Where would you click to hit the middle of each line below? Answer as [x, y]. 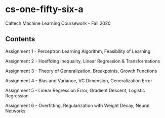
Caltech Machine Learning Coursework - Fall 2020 [58, 23]
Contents [20, 39]
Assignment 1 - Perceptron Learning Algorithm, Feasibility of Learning [78, 51]
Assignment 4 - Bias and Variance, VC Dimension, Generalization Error [79, 80]
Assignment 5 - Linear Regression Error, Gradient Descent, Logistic [75, 90]
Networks [15, 111]
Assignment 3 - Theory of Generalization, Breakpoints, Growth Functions [81, 71]
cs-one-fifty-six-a [44, 9]
